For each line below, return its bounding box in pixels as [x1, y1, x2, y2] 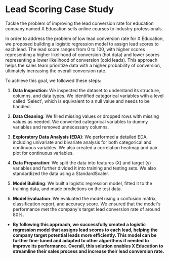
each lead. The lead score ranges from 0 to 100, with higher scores [5, 46, 145, 52]
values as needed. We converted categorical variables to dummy [12, 118, 148, 124]
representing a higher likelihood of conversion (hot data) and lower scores [5, 52, 160, 58]
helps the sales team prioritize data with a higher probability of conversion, [5, 62, 161, 68]
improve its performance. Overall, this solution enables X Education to [12, 243, 163, 249]
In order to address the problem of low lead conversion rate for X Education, [5, 35, 164, 41]
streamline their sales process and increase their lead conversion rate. [12, 248, 164, 254]
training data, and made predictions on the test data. [12, 186, 122, 192]
